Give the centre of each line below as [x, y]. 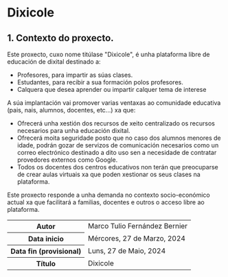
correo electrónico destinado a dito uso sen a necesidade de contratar [117, 153]
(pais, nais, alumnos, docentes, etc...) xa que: [71, 110]
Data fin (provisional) [46, 251]
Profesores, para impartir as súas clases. [75, 75]
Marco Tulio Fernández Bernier [138, 226]
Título [46, 264]
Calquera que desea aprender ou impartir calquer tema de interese [112, 89]
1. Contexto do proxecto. [61, 38]
